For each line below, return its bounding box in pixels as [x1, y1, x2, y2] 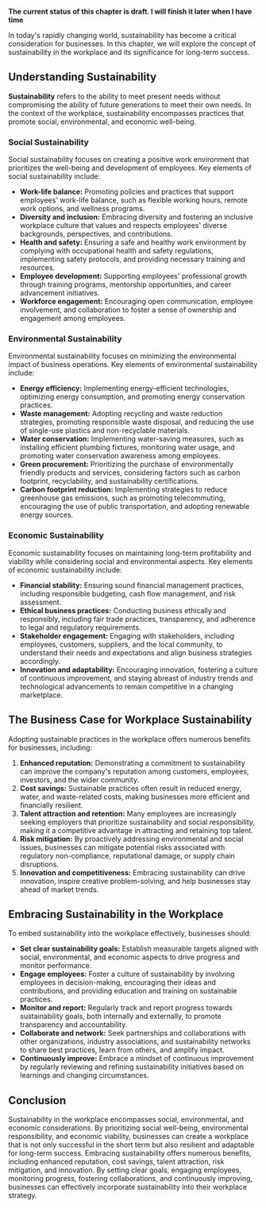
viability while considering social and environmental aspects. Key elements [8, 556, 253, 566]
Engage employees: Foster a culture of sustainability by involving [19, 969, 235, 979]
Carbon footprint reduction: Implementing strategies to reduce [19, 484, 228, 495]
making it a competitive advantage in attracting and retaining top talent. [19, 825, 254, 835]
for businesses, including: [8, 743, 93, 752]
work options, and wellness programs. [19, 204, 145, 214]
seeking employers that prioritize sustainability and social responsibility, [19, 817, 256, 827]
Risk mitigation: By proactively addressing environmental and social [19, 834, 244, 843]
